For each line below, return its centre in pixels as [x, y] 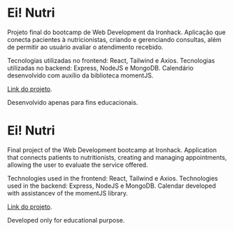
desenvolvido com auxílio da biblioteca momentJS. [80, 75]
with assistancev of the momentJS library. [68, 193]
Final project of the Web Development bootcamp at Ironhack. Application [112, 150]
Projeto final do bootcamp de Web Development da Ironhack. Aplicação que [116, 32]
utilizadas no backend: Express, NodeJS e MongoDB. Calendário [101, 68]
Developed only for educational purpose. [66, 220]
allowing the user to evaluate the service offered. [78, 165]
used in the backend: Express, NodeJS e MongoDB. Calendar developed [112, 186]
